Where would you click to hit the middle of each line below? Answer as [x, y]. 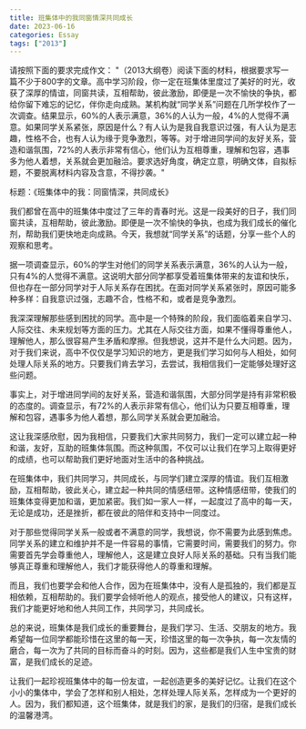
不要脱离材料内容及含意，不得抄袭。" [95, 173]
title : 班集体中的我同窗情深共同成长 [71, 18]
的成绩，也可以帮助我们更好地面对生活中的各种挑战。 [109, 460]
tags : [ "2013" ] [38, 43]
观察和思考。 [33, 246]
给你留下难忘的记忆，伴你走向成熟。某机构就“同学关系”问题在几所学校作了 [149, 105]
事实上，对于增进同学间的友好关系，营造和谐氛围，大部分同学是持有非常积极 [153, 395]
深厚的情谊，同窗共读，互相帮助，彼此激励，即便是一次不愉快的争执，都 [161, 93]
